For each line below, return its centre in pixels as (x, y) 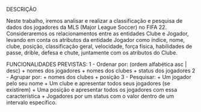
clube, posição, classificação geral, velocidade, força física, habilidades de (99, 46)
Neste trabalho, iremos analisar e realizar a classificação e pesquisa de (94, 21)
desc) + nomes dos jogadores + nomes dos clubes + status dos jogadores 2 (101, 71)
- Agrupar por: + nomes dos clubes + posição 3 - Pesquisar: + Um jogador (99, 77)
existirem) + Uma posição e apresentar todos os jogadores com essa (92, 90)
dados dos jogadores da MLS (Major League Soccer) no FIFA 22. (87, 27)
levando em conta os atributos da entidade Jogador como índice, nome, (96, 40)
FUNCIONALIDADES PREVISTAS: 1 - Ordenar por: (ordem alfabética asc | (97, 64)
